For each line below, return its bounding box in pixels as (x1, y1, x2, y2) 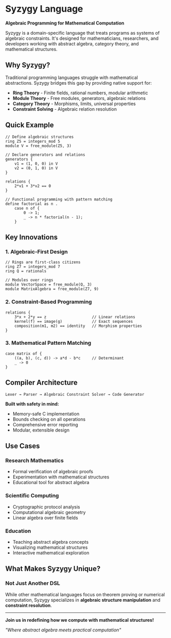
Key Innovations (5, 233, 58, 241)
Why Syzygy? (5, 61, 50, 69)
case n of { (14, 206, 40, 211)
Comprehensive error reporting (12, 421, 78, 427)
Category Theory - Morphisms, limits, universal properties (12, 100, 136, 107)
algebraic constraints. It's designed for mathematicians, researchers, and (5, 35, 159, 41)
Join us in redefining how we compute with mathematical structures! (5, 617, 154, 623)
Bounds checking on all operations (12, 416, 85, 422)
